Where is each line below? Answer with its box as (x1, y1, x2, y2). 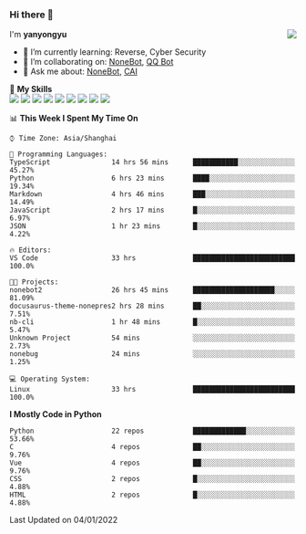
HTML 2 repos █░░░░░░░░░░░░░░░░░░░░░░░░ (9, 490, 296, 500)
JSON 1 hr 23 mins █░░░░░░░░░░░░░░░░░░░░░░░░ (9, 222, 296, 231)
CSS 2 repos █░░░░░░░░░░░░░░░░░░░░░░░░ (9, 475, 296, 484)
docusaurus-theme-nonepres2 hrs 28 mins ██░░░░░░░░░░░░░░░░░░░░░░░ (9, 301, 296, 311)
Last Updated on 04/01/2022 (9, 515, 118, 526)
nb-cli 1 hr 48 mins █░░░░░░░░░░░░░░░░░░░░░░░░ (9, 318, 296, 327)
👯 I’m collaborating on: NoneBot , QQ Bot (22, 57, 174, 68)
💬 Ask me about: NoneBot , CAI (22, 66, 138, 77)
